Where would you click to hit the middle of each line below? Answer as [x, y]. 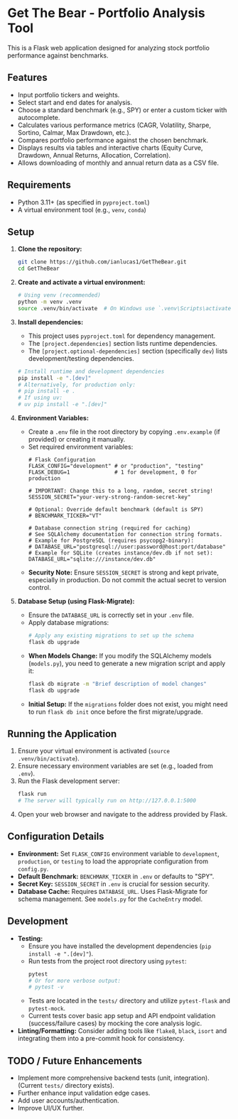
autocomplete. [39, 117]
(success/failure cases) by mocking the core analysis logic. [115, 1023]
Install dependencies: [50, 322]
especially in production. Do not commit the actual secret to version [127, 580]
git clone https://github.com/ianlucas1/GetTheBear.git [102, 262]
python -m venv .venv [49, 302]
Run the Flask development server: [69, 781]
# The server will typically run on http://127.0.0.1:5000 [107, 801]
